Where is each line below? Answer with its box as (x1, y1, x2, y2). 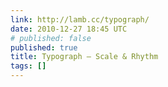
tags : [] (10, 61, 47, 71)
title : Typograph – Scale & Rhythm (10, 52, 159, 62)
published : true (10, 42, 78, 53)
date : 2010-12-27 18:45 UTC (10, 24, 128, 34)
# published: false (10, 33, 92, 43)
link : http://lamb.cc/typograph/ (10, 14, 150, 25)
